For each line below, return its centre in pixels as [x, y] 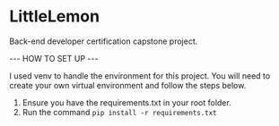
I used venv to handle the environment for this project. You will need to [140, 76]
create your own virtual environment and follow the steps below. [128, 85]
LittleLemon [55, 17]
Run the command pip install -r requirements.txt [119, 112]
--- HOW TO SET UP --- [54, 58]
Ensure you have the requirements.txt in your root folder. [126, 102]
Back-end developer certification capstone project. [104, 41]
